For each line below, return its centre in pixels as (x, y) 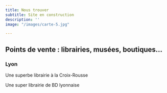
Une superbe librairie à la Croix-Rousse (47, 75)
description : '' (22, 19)
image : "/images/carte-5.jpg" (38, 24)
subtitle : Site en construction (40, 15)
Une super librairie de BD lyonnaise (42, 85)
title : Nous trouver (27, 10)
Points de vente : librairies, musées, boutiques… (84, 49)
